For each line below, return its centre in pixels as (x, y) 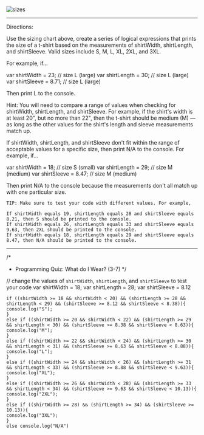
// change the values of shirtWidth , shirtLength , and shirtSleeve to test (97, 281)
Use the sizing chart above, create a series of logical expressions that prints (101, 39)
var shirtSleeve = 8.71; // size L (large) (54, 81)
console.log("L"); (29, 352)
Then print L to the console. (41, 93)
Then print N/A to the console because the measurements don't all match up (102, 186)
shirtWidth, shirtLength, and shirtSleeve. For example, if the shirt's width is (100, 111)
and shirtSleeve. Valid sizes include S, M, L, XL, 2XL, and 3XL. (84, 51)
